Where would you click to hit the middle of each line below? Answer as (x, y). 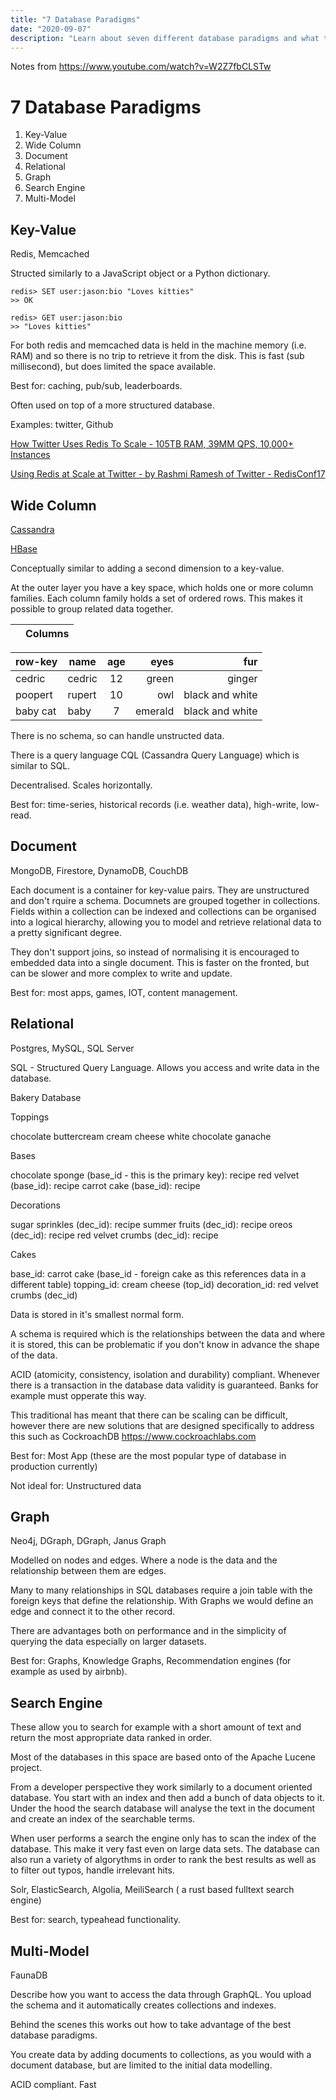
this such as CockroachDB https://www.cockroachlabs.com (133, 1436)
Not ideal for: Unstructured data (76, 1485)
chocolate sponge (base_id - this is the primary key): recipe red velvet (155, 1175)
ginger (242, 678)
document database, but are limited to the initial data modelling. (141, 2065)
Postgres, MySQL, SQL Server (72, 1048)
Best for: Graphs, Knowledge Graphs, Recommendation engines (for (151, 1661)
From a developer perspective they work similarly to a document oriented (161, 1787)
